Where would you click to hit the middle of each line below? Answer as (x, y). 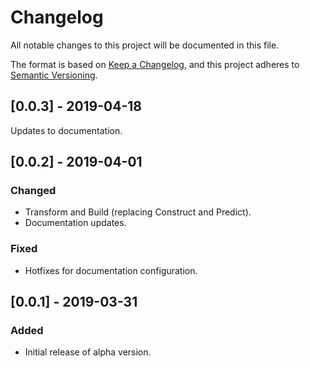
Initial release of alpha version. (88, 352)
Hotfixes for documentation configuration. (111, 270)
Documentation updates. (75, 223)
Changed (33, 191)
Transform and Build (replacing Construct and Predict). (138, 212)
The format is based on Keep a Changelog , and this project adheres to (155, 64)
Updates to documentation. (66, 130)
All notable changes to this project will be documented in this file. (145, 45)
